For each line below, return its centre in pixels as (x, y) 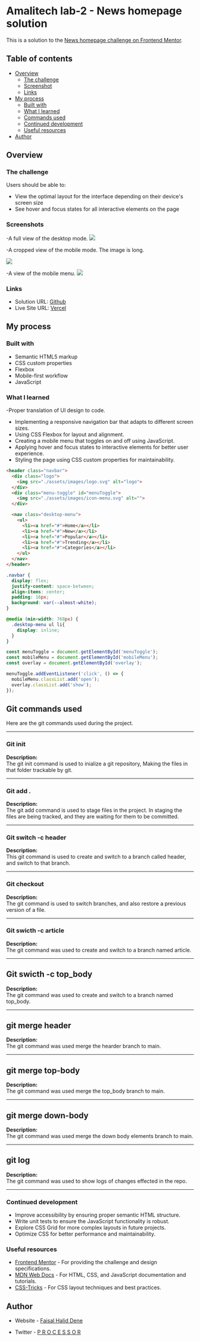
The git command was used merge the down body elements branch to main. (100, 1136)
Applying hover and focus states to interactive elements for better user (101, 447)
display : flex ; (30, 581)
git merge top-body (43, 1070)
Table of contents (39, 59)
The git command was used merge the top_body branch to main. (86, 1091)
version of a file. (26, 909)
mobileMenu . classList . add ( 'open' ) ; (56, 679)
